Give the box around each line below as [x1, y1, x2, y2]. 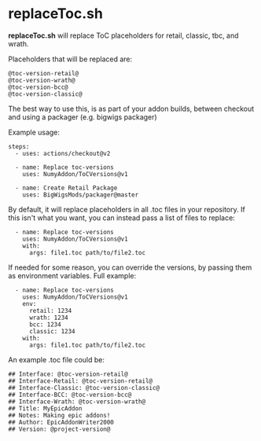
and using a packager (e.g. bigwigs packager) [8, 112, 157, 122]
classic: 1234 [28, 327, 76, 335]
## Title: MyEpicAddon [8, 404, 83, 413]
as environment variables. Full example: [8, 270, 136, 280]
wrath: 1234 [28, 314, 68, 322]
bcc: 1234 [28, 320, 61, 329]
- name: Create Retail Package [15, 184, 118, 192]
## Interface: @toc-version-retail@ [8, 370, 128, 378]
